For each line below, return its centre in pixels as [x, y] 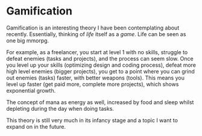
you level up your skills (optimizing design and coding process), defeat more [101, 65]
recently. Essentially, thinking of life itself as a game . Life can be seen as [96, 34]
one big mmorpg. [28, 40]
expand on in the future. [36, 126]
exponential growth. [31, 90]
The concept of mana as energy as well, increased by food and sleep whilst [100, 102]
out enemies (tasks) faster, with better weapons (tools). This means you [96, 78]
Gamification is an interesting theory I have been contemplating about [93, 28]
